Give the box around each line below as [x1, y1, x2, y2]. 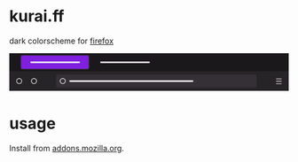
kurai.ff [9, 6, 65, 27]
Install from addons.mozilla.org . [9, 143, 124, 154]
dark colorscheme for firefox [9, 35, 114, 46]
